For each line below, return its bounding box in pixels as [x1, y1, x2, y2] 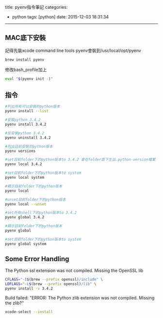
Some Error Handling [5, 255, 69, 263]
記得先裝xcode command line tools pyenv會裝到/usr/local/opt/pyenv [5, 48, 142, 53]
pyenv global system [5, 241, 47, 246]
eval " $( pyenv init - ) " [5, 76, 53, 81]
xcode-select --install [5, 310, 53, 315]
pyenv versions [5, 149, 36, 153]
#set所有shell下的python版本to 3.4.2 [5, 210, 77, 215]
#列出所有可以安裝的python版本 [5, 104, 60, 109]
